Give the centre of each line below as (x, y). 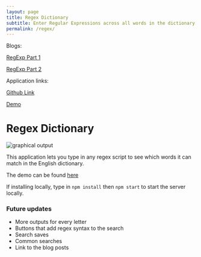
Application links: (28, 81)
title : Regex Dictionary (37, 17)
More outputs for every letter (51, 222)
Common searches (38, 241)
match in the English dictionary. (45, 163)
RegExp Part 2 (24, 69)
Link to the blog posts (42, 247)
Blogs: (14, 46)
